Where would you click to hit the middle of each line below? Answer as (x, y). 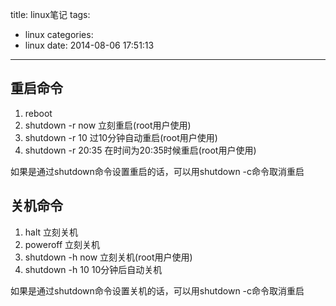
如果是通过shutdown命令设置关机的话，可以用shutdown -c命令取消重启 (157, 290)
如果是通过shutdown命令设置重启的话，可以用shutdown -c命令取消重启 (157, 171)
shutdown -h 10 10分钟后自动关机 (93, 269)
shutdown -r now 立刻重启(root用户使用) (108, 125)
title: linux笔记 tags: (50, 14)
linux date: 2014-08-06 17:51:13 (89, 45)
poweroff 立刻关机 (62, 244)
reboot (38, 113)
